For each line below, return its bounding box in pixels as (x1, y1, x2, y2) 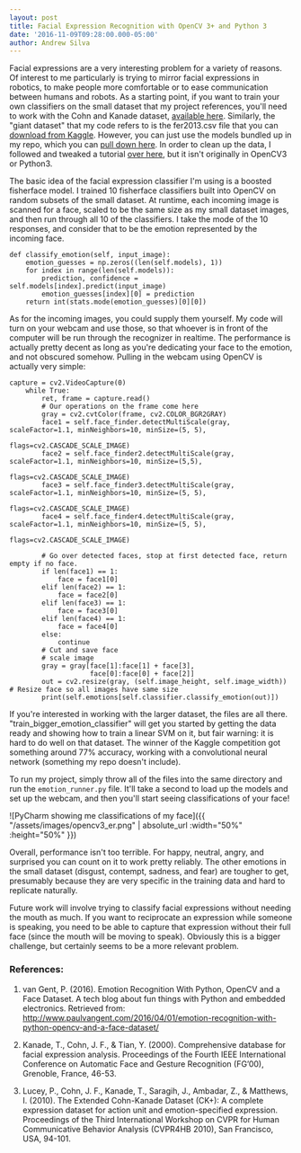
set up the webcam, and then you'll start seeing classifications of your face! (9, 793, 290, 804)
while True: (25, 386, 70, 395)
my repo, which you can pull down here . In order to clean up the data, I (9, 139, 271, 150)
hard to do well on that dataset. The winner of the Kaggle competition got (9, 738, 281, 749)
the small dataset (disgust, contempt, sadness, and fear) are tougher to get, (9, 866, 289, 877)
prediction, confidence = (41, 274, 139, 283)
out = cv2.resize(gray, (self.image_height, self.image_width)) (41, 678, 288, 687)
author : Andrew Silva (9, 38, 91, 48)
